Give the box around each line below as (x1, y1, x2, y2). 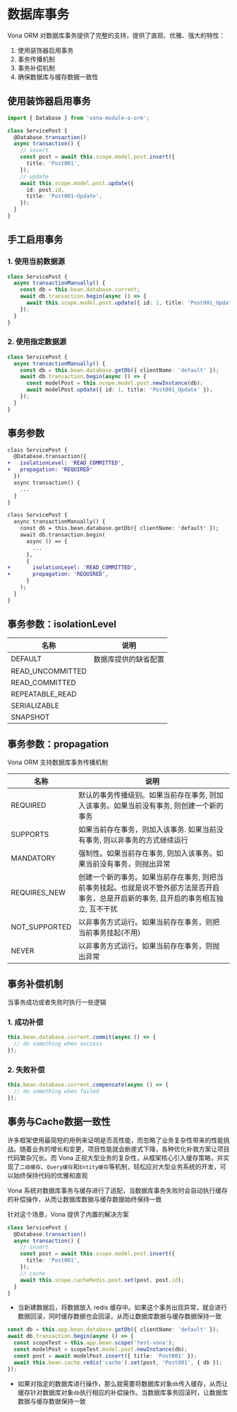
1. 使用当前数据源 (7, 257, 66, 267)
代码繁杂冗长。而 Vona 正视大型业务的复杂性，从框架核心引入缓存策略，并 (7, 1153, 224, 1161)
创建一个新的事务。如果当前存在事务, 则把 (78, 872, 217, 882)
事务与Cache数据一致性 (7, 1116, 111, 1128)
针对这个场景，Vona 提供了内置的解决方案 (7, 1209, 129, 1218)
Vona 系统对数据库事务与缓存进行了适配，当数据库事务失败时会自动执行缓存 (7, 1186, 228, 1195)
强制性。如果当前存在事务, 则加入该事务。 (78, 848, 217, 858)
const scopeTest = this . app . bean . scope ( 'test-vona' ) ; (13, 1339, 175, 1346)
